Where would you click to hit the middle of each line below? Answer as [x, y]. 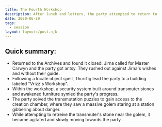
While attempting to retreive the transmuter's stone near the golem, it [81, 114]
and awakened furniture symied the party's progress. [65, 94]
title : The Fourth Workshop [33, 9]
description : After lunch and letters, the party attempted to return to [81, 14]
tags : [10, 23]
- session [19, 28]
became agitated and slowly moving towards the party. [67, 119]
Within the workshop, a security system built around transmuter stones [83, 89]
